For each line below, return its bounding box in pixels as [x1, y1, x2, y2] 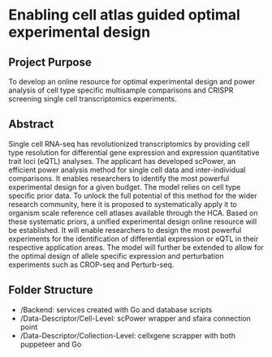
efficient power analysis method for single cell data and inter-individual [8, 165, 246, 174]
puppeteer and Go [19, 339, 82, 349]
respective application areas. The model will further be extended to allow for [8, 242, 264, 252]
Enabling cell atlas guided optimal [8, 6, 241, 24]
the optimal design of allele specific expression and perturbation [8, 251, 224, 260]
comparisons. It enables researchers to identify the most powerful [8, 173, 230, 183]
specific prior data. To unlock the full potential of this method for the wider [8, 191, 257, 200]
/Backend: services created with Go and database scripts [19, 304, 213, 314]
